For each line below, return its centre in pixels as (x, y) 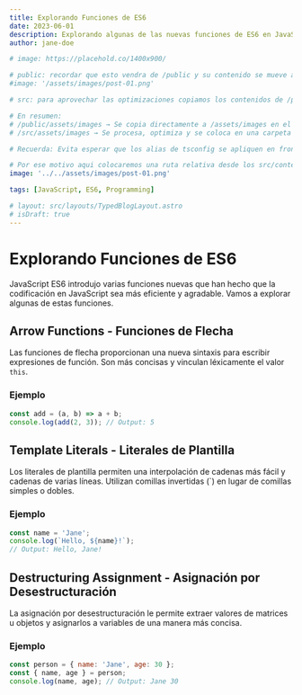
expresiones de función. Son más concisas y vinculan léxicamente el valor (147, 362)
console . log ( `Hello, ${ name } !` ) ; (72, 541)
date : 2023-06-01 (42, 26)
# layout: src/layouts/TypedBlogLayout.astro (96, 206)
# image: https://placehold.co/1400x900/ (88, 59)
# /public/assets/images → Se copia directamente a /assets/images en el (151, 124)
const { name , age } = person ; (68, 673)
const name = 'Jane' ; (50, 533)
